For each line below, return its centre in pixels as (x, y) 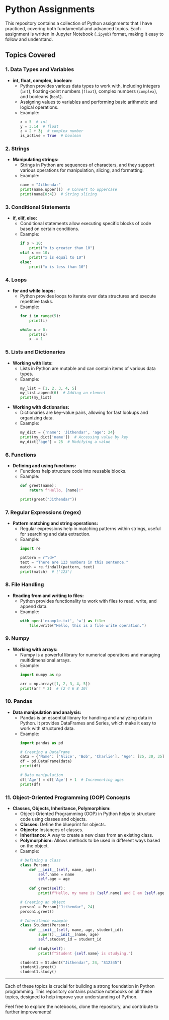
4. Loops (16, 279)
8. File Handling (25, 585)
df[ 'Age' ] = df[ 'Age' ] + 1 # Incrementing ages (72, 780)
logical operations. (39, 107)
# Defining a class (40, 860)
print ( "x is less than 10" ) (59, 267)
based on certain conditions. (50, 229)
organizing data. (37, 418)
